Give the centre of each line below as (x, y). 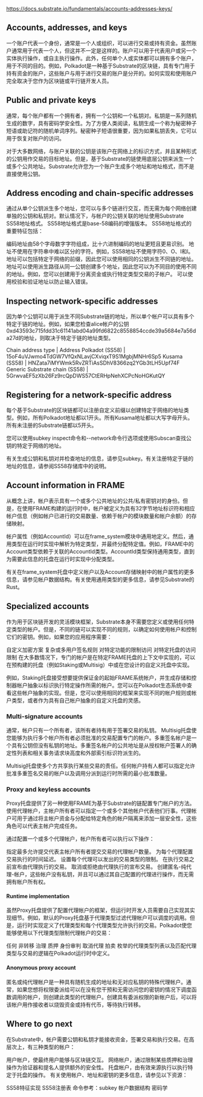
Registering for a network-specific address (89, 395)
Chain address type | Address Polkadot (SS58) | (66, 350)
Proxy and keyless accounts (48, 789)
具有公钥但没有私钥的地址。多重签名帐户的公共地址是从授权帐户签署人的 (101, 745)
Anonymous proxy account (41, 968)
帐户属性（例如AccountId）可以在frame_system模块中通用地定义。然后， (98, 536)
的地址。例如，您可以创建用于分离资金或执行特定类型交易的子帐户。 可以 (97, 274)
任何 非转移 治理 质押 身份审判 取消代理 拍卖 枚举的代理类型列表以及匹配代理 (101, 946)
